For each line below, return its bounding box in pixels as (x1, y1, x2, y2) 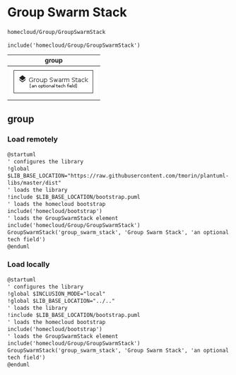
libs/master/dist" (7, 179, 61, 186)
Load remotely (7, 134, 59, 144)
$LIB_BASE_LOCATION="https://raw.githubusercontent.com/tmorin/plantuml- (7, 172, 230, 179)
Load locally (7, 259, 50, 269)
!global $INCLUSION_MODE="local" (7, 291, 106, 298)
